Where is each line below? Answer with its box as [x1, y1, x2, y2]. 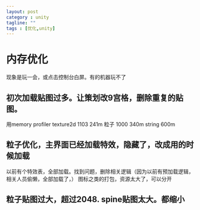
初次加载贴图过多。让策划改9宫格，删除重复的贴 [6, 93, 183, 103]
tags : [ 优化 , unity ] [6, 25, 55, 32]
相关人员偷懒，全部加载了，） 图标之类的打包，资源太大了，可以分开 [6, 175, 172, 182]
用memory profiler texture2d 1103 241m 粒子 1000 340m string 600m [6, 121, 176, 128]
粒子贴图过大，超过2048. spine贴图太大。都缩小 [6, 195, 185, 205]
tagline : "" [6, 20, 36, 26]
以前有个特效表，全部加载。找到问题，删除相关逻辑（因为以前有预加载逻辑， [6, 168, 194, 175]
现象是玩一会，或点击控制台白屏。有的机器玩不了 [6, 74, 126, 81]
